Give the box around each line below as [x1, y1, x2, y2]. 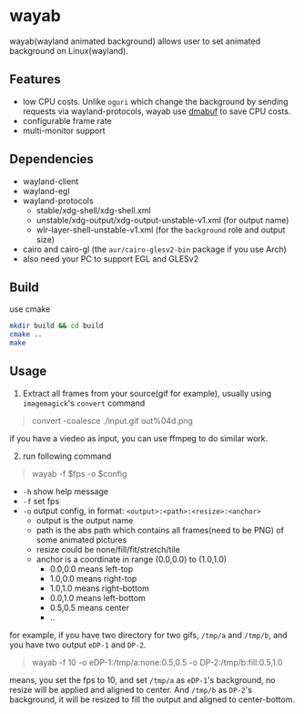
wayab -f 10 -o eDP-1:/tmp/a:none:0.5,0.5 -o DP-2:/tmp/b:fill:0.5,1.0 [31, 657, 284, 667]
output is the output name [35, 514, 134, 525]
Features [9, 72, 61, 88]
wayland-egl [22, 185, 70, 196]
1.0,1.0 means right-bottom [49, 583, 150, 594]
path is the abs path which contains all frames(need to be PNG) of [35, 524, 285, 535]
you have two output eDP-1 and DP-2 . [9, 639, 147, 650]
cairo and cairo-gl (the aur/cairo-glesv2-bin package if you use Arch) [22, 243, 287, 254]
